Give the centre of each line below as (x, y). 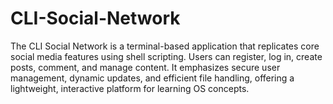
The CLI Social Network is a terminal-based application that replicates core (165, 46)
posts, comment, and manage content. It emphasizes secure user (145, 67)
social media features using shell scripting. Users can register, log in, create (166, 56)
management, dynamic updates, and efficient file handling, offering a (152, 78)
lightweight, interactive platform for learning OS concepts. (130, 88)
